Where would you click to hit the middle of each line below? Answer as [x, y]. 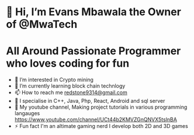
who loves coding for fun [68, 63]
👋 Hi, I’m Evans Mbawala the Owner [93, 12]
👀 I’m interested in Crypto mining [54, 80]
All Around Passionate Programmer [93, 51]
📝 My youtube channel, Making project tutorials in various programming [101, 107]
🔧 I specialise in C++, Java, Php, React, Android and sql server [90, 101]
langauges [27, 113]
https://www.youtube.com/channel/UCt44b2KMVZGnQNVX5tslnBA [96, 120]
